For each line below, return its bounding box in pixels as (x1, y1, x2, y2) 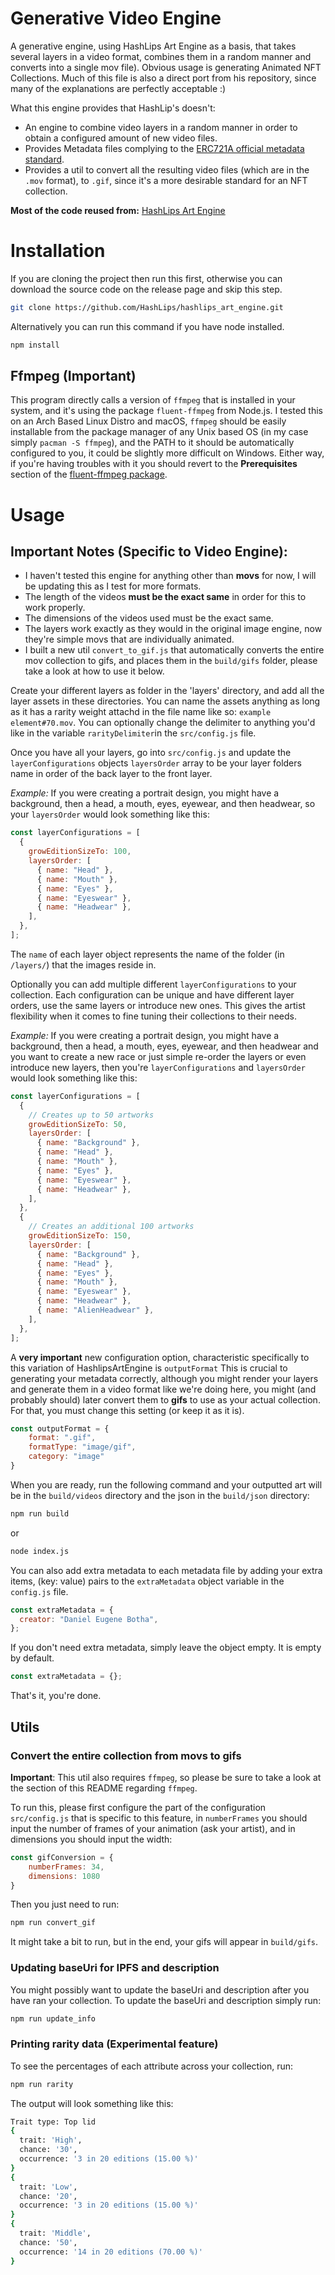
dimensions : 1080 (28, 1871, 101, 1881)
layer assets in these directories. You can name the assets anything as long (10, 695, 321, 707)
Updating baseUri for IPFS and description (10, 1961, 220, 1975)
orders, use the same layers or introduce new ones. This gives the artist (10, 999, 306, 1011)
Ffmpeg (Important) (10, 368, 137, 385)
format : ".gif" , (28, 1433, 97, 1443)
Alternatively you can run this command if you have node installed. (10, 320, 285, 332)
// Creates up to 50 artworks (28, 1110, 155, 1120)
